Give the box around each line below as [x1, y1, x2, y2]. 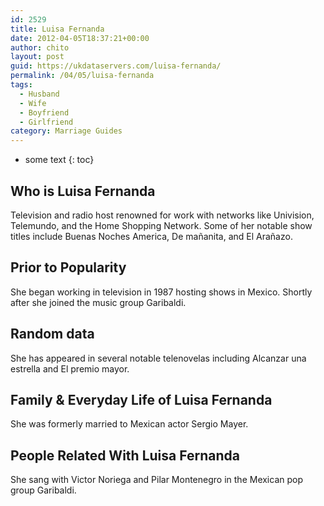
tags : [10, 80, 33, 90]
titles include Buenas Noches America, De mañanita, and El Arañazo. [10, 230, 293, 242]
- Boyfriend [19, 107, 70, 118]
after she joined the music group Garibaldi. [10, 296, 187, 308]
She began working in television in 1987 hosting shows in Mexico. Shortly [10, 286, 313, 298]
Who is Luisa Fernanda [10, 182, 156, 200]
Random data [10, 326, 95, 343]
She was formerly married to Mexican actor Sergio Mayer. [10, 418, 249, 430]
